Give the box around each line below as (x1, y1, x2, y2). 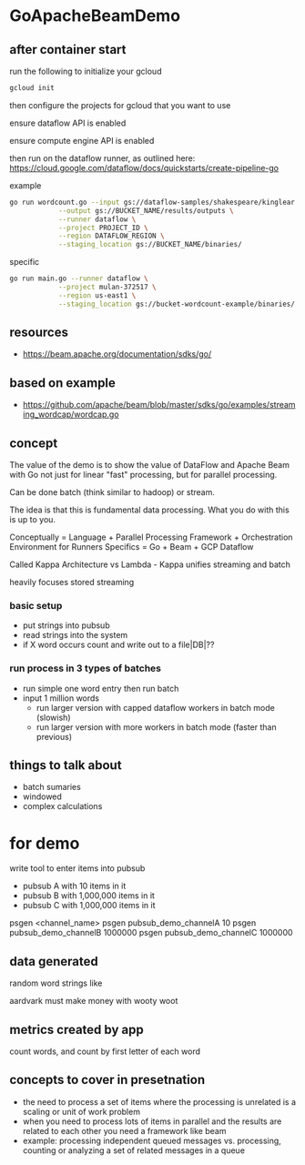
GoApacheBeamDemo (9, 5, 180, 26)
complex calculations (22, 801, 103, 812)
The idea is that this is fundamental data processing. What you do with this (9, 504, 290, 515)
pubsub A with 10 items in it (22, 880, 127, 892)
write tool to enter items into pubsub (9, 863, 146, 874)
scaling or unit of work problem (22, 1106, 141, 1117)
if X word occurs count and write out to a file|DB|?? (22, 639, 215, 651)
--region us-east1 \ (57, 290, 137, 300)
